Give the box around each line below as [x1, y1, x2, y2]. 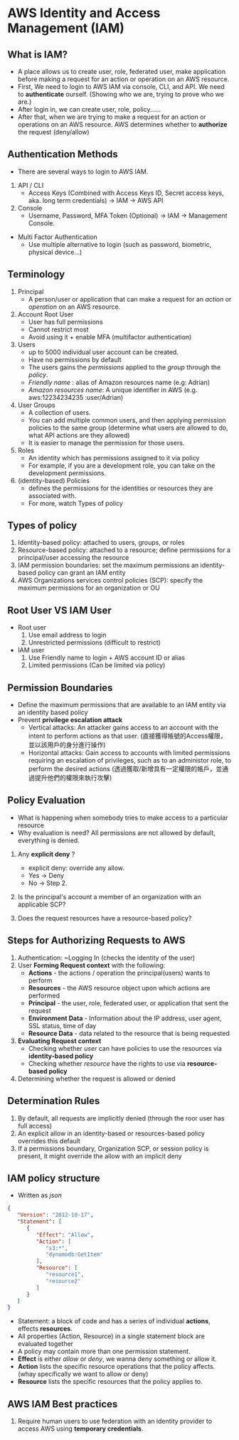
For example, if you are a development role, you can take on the [28, 461, 216, 470]
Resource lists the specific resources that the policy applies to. [17, 1377, 203, 1386]
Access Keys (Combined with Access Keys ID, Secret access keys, [28, 189, 224, 197]
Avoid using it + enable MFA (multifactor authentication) [28, 332, 192, 341]
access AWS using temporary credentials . [17, 1424, 144, 1433]
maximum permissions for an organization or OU [17, 583, 160, 592]
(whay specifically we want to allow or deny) [17, 1370, 149, 1378]
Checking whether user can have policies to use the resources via [28, 1044, 223, 1052]
